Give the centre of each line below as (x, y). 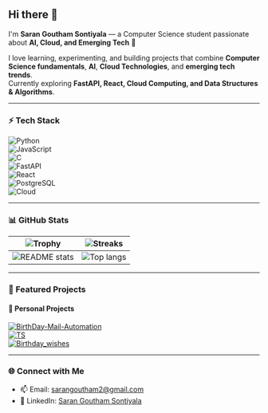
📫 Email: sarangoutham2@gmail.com (82, 389)
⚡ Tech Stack (34, 120)
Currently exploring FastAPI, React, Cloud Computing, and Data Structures (133, 83)
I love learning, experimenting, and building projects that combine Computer (134, 57)
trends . (21, 75)
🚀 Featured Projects (47, 289)
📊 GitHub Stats (39, 220)
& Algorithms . (32, 92)
